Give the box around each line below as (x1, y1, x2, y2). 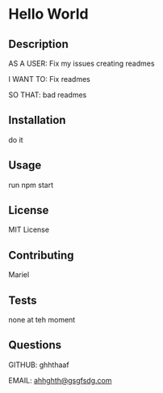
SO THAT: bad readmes (8, 90, 87, 100)
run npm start (8, 180, 54, 190)
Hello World (8, 5, 89, 23)
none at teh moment (8, 315, 76, 325)
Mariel (8, 270, 30, 280)
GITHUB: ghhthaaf (8, 360, 70, 370)
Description (8, 37, 69, 51)
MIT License (8, 224, 50, 235)
